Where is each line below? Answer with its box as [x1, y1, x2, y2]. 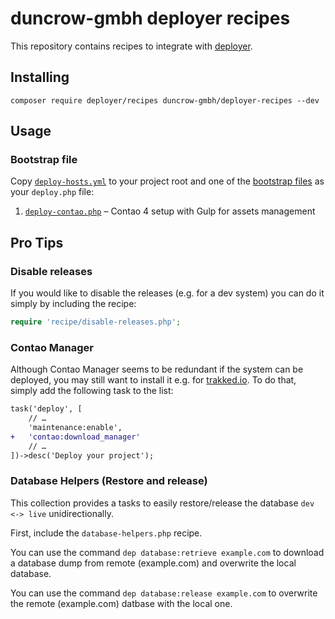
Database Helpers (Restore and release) [10, 474, 208, 488]
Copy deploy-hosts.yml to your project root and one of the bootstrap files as [10, 175, 325, 187]
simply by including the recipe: [10, 298, 137, 310]
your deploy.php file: [10, 186, 95, 198]
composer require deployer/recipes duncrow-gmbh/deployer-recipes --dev [10, 95, 320, 106]
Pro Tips [10, 234, 64, 251]
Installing [10, 69, 70, 86]
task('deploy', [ [10, 404, 83, 414]
